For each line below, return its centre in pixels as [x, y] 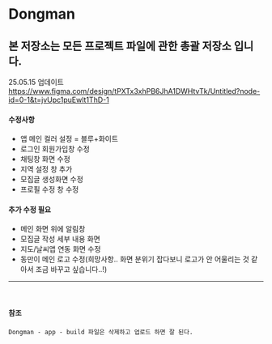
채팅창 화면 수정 [45, 159]
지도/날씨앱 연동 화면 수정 [60, 249]
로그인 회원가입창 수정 [55, 149]
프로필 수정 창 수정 [49, 189]
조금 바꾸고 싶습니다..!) [71, 270]
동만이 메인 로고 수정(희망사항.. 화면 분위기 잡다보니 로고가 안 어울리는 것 [134, 259]
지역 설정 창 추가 [46, 169]
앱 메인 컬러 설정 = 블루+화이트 [69, 139]
